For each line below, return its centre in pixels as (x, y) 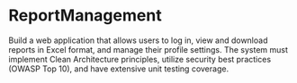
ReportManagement (85, 16)
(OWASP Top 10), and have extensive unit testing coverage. (119, 69)
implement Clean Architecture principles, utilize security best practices (140, 59)
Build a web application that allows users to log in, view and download (138, 40)
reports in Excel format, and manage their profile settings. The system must (148, 49)
